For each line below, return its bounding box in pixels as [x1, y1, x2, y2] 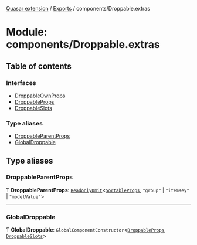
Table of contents [6, 61, 72, 71]
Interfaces [6, 79, 36, 87]
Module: [6, 26, 47, 39]
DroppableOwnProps [14, 92, 66, 99]
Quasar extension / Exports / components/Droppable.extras [6, 5, 151, 12]
